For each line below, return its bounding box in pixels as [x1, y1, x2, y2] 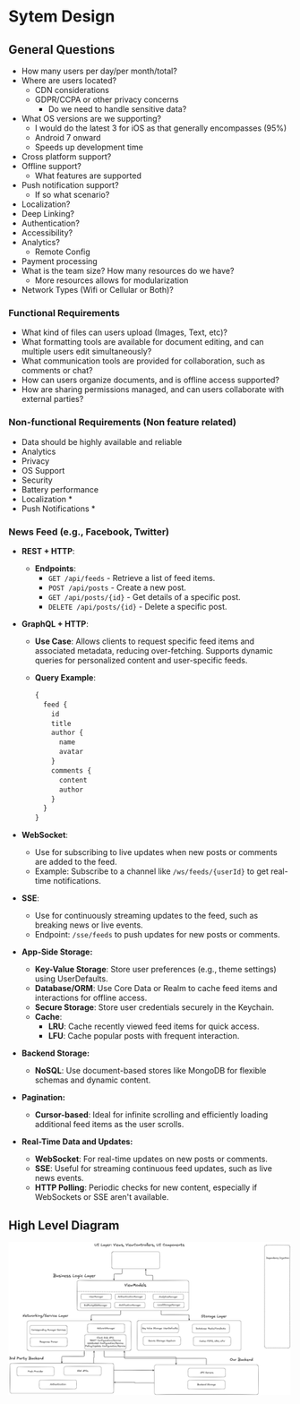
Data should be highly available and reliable [21, 436, 183, 447]
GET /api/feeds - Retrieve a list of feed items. [47, 572, 216, 583]
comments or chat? [21, 365, 93, 376]
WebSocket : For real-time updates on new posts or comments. [34, 1153, 268, 1165]
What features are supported [34, 170, 142, 181]
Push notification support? [21, 180, 119, 190]
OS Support [21, 465, 65, 475]
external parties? [21, 394, 84, 405]
